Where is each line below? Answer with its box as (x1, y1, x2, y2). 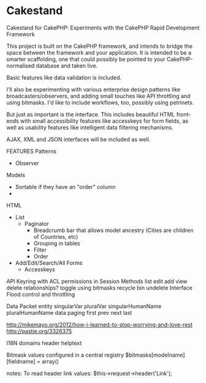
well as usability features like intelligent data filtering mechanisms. (6, 123, 174, 131)
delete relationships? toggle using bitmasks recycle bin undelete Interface (6, 284, 193, 292)
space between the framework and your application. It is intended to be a (6, 48, 192, 56)
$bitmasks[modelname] (125, 351, 185, 358)
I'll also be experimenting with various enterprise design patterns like (6, 85, 181, 93)
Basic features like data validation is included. (6, 74, 122, 81)
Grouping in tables (33, 239, 80, 247)
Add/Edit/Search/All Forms (15, 259, 83, 266)
